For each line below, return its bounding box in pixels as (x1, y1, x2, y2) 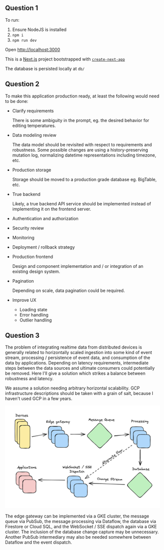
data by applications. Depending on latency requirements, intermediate (5, 360, 149, 366)
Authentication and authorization (12, 215, 79, 221)
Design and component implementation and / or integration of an (12, 263, 144, 269)
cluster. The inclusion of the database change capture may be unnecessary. (5, 529, 159, 535)
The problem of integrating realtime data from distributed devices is (5, 344, 142, 350)
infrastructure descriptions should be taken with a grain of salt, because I (5, 390, 154, 396)
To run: (5, 17, 20, 23)
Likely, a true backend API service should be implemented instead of (12, 200, 151, 206)
